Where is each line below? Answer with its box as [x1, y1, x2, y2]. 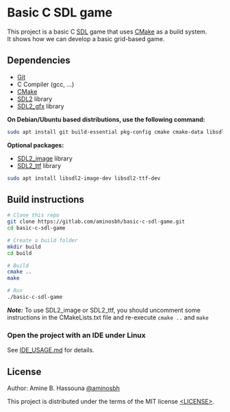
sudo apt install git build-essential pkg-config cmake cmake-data [7, 128, 204, 135]
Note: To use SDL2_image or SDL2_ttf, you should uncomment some [7, 306, 201, 314]
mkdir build [7, 243, 41, 250]
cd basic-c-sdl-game [7, 225, 66, 232]
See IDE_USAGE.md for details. [7, 346, 94, 354]
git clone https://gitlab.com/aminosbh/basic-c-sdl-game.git [7, 218, 186, 226]
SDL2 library [16, 95, 53, 103]
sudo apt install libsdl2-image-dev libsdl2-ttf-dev [7, 175, 161, 182]
